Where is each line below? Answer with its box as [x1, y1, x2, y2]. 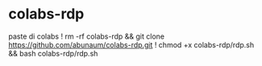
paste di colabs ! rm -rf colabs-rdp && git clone [8, 31, 165, 41]
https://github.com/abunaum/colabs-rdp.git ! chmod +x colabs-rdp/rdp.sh [8, 39, 255, 49]
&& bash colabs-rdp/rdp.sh [8, 48, 98, 58]
